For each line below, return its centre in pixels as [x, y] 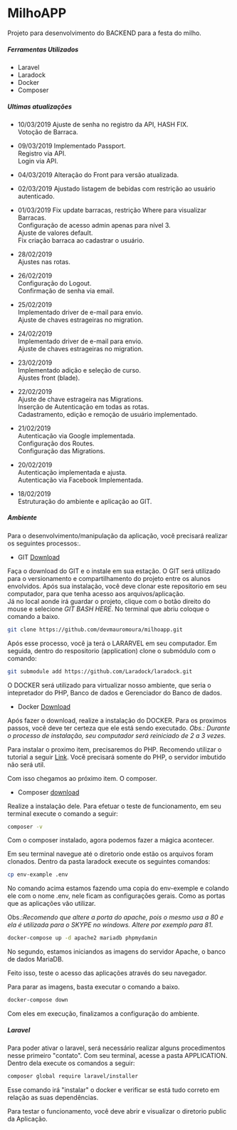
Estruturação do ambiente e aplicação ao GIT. [85, 501]
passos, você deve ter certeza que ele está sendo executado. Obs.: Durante [119, 728]
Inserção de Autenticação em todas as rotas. [83, 407]
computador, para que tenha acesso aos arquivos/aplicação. [96, 593]
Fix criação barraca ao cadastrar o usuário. [81, 240]
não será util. [26, 765]
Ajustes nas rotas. [44, 261]
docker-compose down [38, 1000]
